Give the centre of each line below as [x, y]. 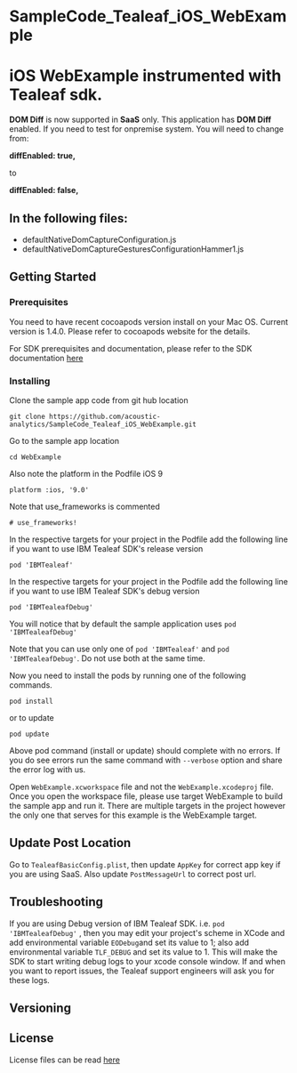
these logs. [30, 980]
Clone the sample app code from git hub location [99, 400]
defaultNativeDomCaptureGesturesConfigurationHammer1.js [133, 249]
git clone [28, 416]
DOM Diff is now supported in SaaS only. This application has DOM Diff [140, 120]
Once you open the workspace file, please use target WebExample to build [146, 796]
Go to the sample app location [64, 440]
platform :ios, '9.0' [49, 490]
